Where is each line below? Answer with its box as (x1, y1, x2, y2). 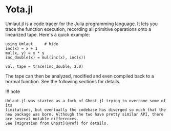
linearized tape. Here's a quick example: (5, 31, 90, 38)
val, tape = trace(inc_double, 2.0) (5, 64, 83, 69)
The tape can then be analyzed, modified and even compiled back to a (5, 73, 155, 79)
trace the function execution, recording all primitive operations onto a (5, 26, 152, 32)
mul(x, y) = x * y (5, 50, 45, 55)
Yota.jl (5, 4, 33, 15)
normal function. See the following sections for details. (5, 78, 121, 84)
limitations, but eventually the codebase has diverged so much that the (5, 107, 166, 113)
